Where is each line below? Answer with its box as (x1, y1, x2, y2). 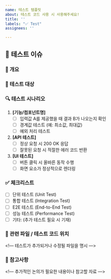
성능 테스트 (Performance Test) (12, 210, 75, 216)
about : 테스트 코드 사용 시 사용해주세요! (5, 12, 80, 17)
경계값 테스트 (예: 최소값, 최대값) (19, 122, 83, 128)
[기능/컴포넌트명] (12, 109, 46, 115)
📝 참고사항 (5, 256, 29, 263)
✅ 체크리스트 (5, 179, 34, 186)
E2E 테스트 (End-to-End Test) (12, 204, 72, 210)
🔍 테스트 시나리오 (5, 95, 46, 102)
